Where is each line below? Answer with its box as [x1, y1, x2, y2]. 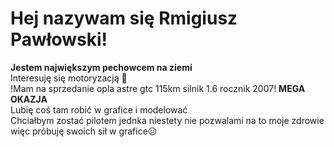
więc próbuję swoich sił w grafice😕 [10, 125, 158, 137]
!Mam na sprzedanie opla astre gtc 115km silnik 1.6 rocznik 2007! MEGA [10, 82, 306, 94]
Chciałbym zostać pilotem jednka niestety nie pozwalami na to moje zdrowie [10, 114, 325, 126]
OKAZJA [10, 93, 48, 105]
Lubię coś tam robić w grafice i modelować [10, 103, 188, 116]
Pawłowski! [10, 28, 108, 51]
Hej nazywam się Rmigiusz [10, 7, 238, 30]
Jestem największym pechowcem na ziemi [10, 61, 193, 73]
